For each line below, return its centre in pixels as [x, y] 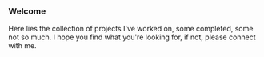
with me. [23, 46]
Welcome [27, 11]
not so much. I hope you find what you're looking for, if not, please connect [132, 37]
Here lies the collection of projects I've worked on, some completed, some [131, 29]
